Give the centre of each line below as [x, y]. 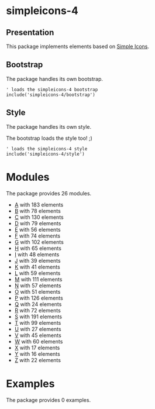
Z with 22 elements [38, 360]
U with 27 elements [38, 329]
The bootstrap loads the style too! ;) [49, 138]
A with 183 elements [39, 204]
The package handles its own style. [49, 126]
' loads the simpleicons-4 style [47, 149]
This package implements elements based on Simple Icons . [78, 46]
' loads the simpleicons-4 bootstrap [52, 90]
